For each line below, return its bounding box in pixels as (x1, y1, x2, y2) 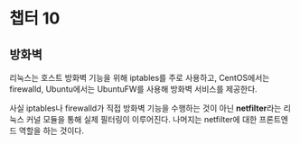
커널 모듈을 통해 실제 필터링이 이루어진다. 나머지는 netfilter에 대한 (25, 114, 258, 124)
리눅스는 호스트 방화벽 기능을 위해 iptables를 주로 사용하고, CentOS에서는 (9, 73, 270, 83)
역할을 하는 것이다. (18, 125, 84, 136)
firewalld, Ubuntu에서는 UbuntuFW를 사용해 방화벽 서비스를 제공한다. (9, 84, 258, 94)
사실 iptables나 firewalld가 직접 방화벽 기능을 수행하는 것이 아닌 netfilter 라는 (9, 103, 282, 113)
